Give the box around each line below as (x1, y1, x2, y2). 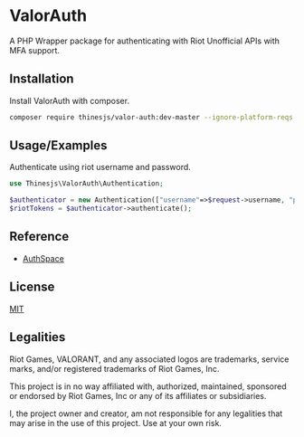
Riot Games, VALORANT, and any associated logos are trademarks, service (9, 354, 290, 365)
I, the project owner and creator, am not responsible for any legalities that (9, 408, 283, 419)
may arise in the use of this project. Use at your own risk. (9, 417, 222, 428)
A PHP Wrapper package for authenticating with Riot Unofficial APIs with (9, 35, 280, 46)
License (9, 280, 55, 295)
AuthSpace (22, 252, 65, 263)
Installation (9, 71, 74, 87)
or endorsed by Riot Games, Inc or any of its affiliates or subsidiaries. (9, 390, 267, 401)
